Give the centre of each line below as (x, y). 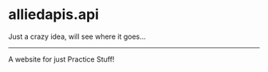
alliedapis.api (54, 15)
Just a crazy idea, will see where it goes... (77, 36)
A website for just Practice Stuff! (61, 59)
